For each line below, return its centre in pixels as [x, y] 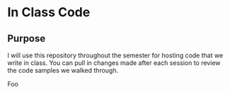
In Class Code [49, 12]
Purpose [27, 39]
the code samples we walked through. [63, 70]
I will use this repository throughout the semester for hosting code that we [115, 55]
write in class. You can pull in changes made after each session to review [114, 63]
